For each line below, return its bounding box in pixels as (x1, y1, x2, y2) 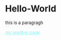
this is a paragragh (5, 19, 44, 25)
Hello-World (5, 3, 57, 14)
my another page (5, 29, 40, 35)
